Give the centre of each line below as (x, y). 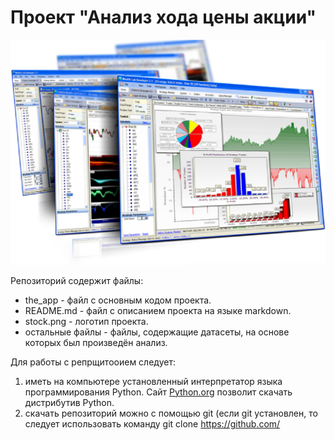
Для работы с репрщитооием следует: (93, 362)
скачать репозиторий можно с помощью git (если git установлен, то (171, 413)
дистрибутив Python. (69, 402)
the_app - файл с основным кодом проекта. (118, 300)
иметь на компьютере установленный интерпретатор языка (153, 381)
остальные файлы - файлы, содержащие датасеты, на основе (157, 332)
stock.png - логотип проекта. (86, 321)
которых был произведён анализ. (96, 342)
